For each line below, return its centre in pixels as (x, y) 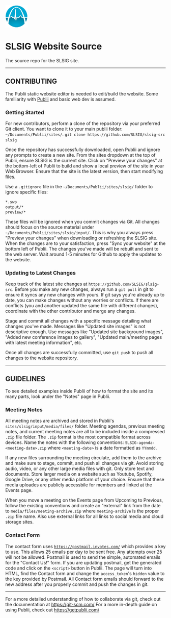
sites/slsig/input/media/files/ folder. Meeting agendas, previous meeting (85, 426)
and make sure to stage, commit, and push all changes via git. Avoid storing (84, 463)
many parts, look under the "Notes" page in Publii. (58, 397)
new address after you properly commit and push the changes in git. (77, 584)
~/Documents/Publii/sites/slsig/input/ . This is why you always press (79, 233)
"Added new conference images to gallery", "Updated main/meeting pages (84, 337)
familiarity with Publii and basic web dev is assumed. (61, 99)
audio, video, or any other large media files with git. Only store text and (80, 468)
